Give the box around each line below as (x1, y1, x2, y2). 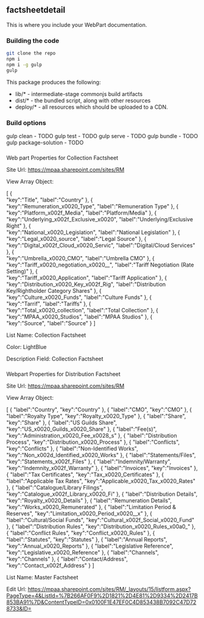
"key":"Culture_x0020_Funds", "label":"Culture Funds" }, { (6, 293, 152, 301)
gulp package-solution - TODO (6, 139, 84, 146)
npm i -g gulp (6, 61, 43, 68)
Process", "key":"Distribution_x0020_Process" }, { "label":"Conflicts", (6, 438, 180, 446)
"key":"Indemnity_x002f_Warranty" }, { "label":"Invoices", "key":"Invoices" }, (6, 464, 198, 471)
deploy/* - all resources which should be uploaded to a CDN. (15, 103, 169, 111)
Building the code (6, 36, 60, 45)
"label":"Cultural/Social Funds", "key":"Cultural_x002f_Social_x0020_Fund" (6, 516, 195, 523)
